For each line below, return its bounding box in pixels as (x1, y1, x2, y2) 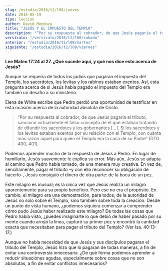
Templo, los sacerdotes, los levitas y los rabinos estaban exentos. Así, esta (5, 79, 159, 85)
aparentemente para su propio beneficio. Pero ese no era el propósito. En (5, 186, 156, 193)
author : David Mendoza (5, 21, 52, 27)
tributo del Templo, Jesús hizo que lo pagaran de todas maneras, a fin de (5, 244, 156, 250)
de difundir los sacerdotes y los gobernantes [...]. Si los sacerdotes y (17, 125, 160, 131)
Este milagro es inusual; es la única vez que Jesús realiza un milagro (5, 181, 146, 187)
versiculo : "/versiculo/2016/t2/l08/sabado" (5, 36, 99, 41)
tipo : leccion (5, 17, 35, 22)
